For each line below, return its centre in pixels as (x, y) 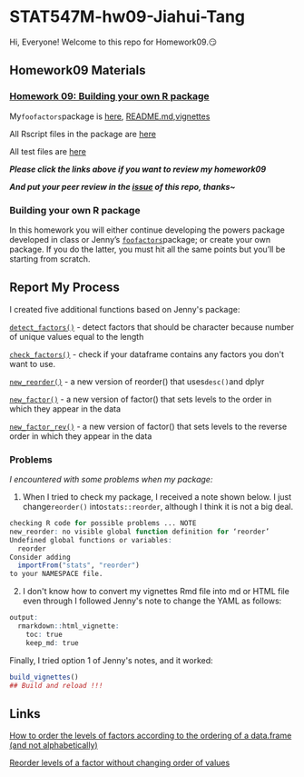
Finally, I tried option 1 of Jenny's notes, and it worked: (111, 660)
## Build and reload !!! (56, 685)
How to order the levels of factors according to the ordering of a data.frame (151, 736)
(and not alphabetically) (54, 745)
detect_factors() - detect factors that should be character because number (152, 327)
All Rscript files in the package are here (83, 134)
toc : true (44, 634)
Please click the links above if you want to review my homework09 (138, 169)
